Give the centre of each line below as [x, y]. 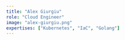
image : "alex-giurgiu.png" [39, 22]
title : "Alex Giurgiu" [34, 11]
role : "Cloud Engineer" [35, 17]
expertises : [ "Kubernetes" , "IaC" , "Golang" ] [63, 28]
